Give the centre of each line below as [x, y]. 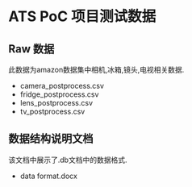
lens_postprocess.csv [56, 103]
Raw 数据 [31, 49]
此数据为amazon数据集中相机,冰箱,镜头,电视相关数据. [96, 70]
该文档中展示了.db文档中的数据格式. [68, 160]
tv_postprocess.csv [52, 111]
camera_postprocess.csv [62, 86]
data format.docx [49, 176]
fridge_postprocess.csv [59, 94]
